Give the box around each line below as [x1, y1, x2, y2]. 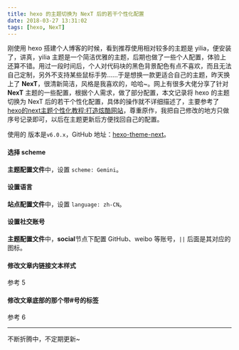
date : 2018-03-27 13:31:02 [7, 17, 87, 24]
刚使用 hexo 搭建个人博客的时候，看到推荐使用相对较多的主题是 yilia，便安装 [7, 44, 232, 53]
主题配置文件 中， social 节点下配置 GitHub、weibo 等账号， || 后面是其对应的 [7, 234, 231, 243]
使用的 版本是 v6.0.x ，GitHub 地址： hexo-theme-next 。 [7, 130, 171, 139]
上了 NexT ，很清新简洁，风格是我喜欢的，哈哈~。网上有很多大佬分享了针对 [7, 80, 229, 88]
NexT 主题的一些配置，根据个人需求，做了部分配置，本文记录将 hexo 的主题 [7, 88, 230, 97]
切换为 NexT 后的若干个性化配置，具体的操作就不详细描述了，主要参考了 [7, 97, 220, 106]
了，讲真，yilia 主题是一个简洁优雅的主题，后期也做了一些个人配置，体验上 [7, 53, 226, 61]
